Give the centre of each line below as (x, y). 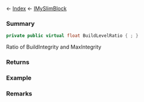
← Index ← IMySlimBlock (36, 8)
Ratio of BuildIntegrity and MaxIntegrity (54, 47)
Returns (18, 62)
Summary (21, 23)
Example (19, 78)
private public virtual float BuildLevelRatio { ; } (72, 36)
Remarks (19, 93)
